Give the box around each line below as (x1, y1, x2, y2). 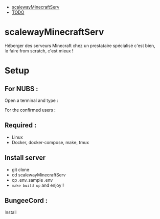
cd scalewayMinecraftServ (11, 171, 66, 178)
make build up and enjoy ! (11, 182, 64, 188)
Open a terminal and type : (4, 97, 58, 103)
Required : (4, 121, 37, 129)
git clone (11, 167, 30, 172)
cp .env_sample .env (11, 177, 53, 183)
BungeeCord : (4, 196, 48, 205)
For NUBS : (4, 84, 39, 93)
